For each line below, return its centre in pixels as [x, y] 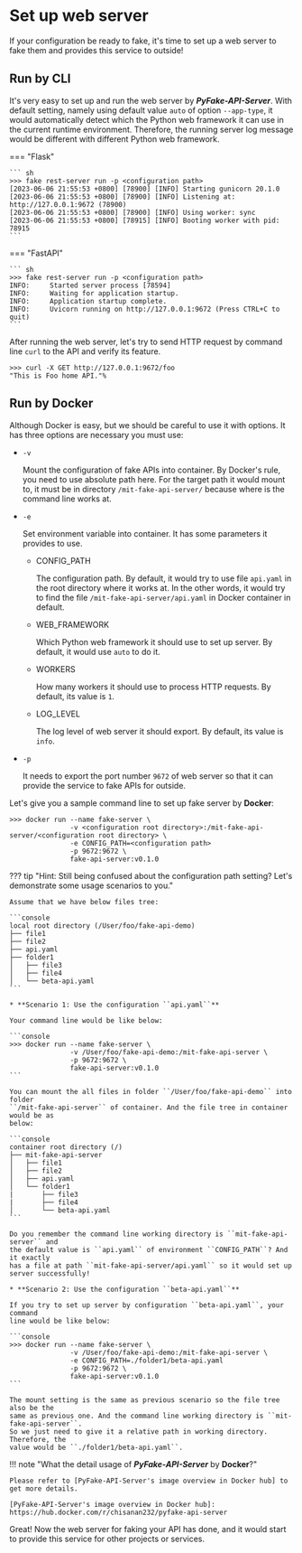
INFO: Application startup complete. [88, 301]
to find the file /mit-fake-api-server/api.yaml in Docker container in [163, 597]
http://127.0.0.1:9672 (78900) [68, 204]
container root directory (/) [66, 1147]
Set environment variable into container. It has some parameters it [145, 533]
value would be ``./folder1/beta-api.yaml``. [96, 1447]
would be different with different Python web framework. [114, 139]
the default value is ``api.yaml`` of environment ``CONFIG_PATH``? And [149, 1249]
